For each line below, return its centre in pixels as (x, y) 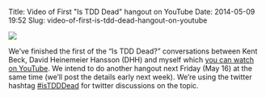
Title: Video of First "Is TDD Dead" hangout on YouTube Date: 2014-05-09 (132, 12)
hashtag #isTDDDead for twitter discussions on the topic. (104, 85)
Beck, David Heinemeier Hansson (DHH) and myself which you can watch (131, 60)
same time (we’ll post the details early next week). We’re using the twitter (130, 77)
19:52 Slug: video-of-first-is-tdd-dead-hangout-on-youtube (108, 20)
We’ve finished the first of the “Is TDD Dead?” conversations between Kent (133, 51)
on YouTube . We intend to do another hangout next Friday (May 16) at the (131, 68)
